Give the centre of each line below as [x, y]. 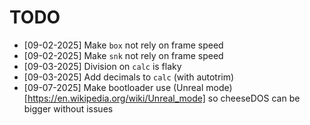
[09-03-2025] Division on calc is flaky [102, 66]
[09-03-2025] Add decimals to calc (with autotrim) [129, 77]
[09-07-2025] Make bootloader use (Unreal [113, 87]
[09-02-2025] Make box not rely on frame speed [123, 45]
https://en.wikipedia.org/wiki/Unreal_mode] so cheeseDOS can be [164, 98]
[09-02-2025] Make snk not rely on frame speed [123, 55]
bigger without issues [68, 108]
